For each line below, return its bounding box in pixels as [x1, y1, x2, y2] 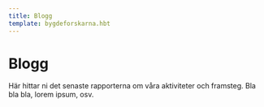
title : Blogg [8, 11, 53, 20]
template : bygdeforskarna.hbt [8, 19, 111, 28]
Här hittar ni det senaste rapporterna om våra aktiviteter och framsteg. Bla [8, 81, 256, 91]
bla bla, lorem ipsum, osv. [8, 90, 94, 100]
